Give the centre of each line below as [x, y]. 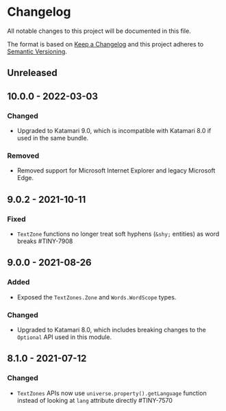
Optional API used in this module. [64, 337]
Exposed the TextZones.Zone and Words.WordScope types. [97, 297]
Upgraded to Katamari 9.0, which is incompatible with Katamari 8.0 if [114, 131]
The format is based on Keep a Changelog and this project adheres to [105, 44]
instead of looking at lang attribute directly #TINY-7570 [95, 400]
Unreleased [33, 73]
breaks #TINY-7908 [45, 241]
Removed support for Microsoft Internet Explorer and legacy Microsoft [116, 171]
